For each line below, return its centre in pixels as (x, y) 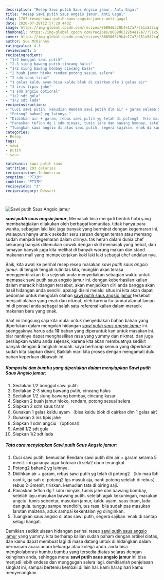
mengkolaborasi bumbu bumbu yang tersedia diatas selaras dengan (74, 552)
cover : (12, 37)
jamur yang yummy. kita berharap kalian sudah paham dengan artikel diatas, (82, 536)
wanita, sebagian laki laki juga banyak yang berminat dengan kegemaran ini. (82, 229)
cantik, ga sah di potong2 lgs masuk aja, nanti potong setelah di (76, 479)
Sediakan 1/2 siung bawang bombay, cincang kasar (64, 395)
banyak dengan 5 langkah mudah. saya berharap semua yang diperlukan (79, 346)
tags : (11, 141)
